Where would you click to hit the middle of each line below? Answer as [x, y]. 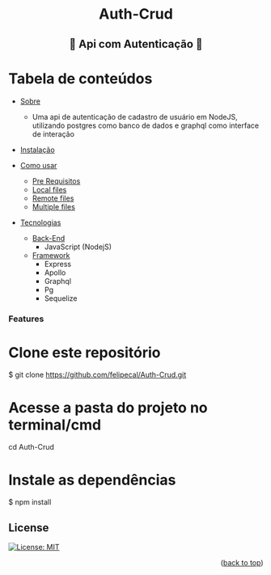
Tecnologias [40, 222]
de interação [53, 133]
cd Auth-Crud [32, 447]
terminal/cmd [55, 425]
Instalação [37, 150]
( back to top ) [242, 563]
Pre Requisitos [56, 181]
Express [57, 264]
